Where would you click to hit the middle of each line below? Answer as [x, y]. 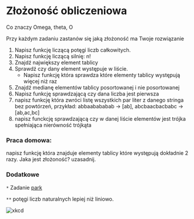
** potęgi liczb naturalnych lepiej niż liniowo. [60, 199]
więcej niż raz [40, 81]
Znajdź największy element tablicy [56, 62]
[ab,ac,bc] [27, 112]
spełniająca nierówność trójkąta [53, 125]
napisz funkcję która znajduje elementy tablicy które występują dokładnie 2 [97, 153]
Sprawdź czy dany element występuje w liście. [71, 68]
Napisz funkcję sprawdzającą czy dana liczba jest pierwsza [87, 94]
